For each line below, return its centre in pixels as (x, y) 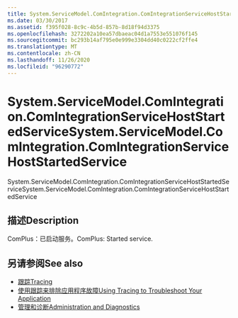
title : (17, 14)
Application (34, 299)
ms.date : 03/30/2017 (38, 21)
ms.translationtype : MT (42, 47)
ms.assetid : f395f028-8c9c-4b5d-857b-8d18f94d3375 (84, 27)
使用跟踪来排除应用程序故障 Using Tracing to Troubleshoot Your (110, 290)
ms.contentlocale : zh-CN (44, 54)
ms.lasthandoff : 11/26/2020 (49, 60)
